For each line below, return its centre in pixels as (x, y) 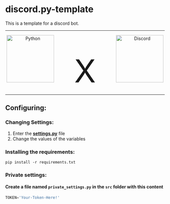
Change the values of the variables (49, 139)
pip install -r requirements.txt (40, 162)
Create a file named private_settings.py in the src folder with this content (84, 187)
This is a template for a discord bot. (42, 23)
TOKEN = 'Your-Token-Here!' (32, 198)
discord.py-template (49, 9)
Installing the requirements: (40, 151)
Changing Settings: (30, 122)
